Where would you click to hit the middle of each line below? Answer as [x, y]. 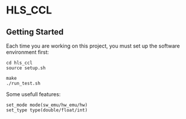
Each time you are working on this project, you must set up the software [93, 46]
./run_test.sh [23, 83]
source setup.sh [26, 68]
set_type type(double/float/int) [47, 110]
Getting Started [35, 32]
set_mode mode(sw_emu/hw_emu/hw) [47, 105]
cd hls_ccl [19, 63]
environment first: [28, 52]
